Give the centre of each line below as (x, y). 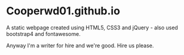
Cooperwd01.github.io (63, 11)
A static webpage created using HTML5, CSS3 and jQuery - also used (92, 27)
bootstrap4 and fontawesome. (43, 33)
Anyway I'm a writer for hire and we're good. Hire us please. (80, 45)
